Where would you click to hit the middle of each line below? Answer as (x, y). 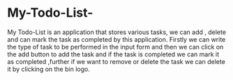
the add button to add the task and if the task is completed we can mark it (113, 54)
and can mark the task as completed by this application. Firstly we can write (116, 39)
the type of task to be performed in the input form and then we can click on (115, 47)
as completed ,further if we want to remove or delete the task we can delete (116, 61)
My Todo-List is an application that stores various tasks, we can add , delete (117, 32)
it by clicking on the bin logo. (49, 69)
